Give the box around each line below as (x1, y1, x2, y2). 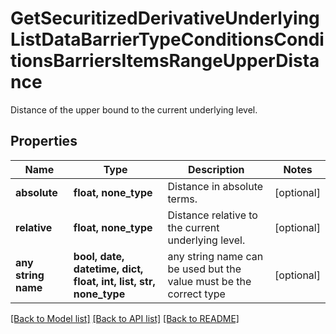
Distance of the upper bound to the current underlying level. (10, 103, 258, 116)
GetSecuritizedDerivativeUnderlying (10, 7, 320, 30)
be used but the (167, 262, 242, 276)
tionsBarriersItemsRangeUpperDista (10, 50, 320, 72)
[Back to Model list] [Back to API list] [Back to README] (10, 312, 240, 324)
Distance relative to (167, 208, 258, 222)
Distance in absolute (167, 179, 264, 193)
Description (188, 162, 245, 176)
